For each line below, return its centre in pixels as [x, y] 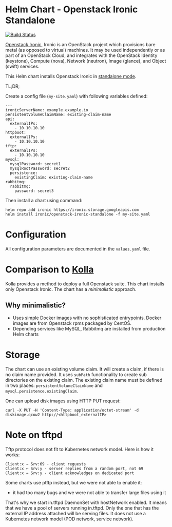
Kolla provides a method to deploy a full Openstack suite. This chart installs [85, 284]
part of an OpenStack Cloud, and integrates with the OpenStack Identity [81, 55]
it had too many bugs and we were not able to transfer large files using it [89, 492]
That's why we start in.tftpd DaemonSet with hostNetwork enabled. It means [86, 502]
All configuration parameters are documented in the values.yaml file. [78, 249]
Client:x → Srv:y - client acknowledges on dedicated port [70, 473]
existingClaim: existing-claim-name [54, 177]
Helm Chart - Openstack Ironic [72, 9]
